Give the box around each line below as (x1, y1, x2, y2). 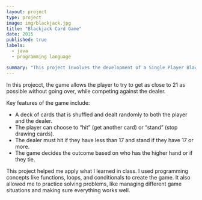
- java (11, 48, 28, 54)
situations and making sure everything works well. (6, 186, 130, 193)
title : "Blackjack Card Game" (6, 25, 82, 32)
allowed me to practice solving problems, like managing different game (6, 180, 182, 187)
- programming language (11, 54, 71, 60)
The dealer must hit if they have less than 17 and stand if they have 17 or (14, 136, 194, 143)
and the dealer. (14, 117, 53, 124)
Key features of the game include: (6, 99, 90, 106)
